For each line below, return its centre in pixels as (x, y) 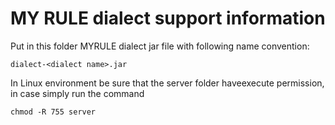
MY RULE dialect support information (168, 18)
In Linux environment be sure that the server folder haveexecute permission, (167, 83)
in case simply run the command (77, 93)
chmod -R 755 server (53, 112)
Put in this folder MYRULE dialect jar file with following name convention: (160, 46)
